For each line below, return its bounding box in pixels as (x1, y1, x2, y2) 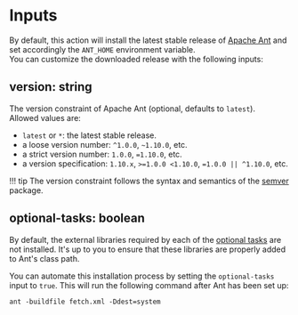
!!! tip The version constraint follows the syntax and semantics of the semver (9, 175, 289, 186)
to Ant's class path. (9, 253, 80, 263)
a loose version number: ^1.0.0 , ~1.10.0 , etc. (21, 139, 189, 149)
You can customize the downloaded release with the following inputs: (9, 53, 264, 64)
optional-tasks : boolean (9, 211, 145, 226)
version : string (9, 79, 93, 94)
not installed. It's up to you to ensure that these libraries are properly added (9, 244, 286, 254)
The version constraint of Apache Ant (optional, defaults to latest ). (9, 103, 256, 114)
